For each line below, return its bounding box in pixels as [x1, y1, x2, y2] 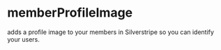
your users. [7, 35, 40, 43]
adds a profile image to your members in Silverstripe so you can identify [7, 28, 215, 36]
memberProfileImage [7, 5, 133, 21]
